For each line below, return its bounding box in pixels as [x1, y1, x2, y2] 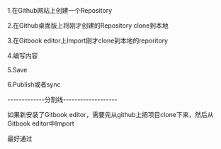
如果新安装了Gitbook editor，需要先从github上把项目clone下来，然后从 [7, 111, 214, 118]
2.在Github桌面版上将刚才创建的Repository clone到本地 [7, 21, 169, 30]
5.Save [7, 66, 28, 74]
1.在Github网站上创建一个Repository [7, 6, 113, 14]
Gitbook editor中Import [7, 119, 74, 128]
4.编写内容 [7, 52, 38, 60]
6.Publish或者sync [7, 80, 62, 89]
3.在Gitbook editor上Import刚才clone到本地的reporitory [7, 36, 169, 45]
